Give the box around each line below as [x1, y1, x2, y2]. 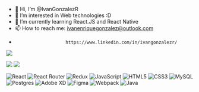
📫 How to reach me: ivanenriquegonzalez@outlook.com [14, 25, 154, 32]
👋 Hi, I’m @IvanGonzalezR [14, 6, 79, 12]
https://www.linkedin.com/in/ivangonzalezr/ [65, 40, 178, 45]
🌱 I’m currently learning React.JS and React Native [14, 18, 138, 25]
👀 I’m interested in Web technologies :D [14, 12, 112, 19]
